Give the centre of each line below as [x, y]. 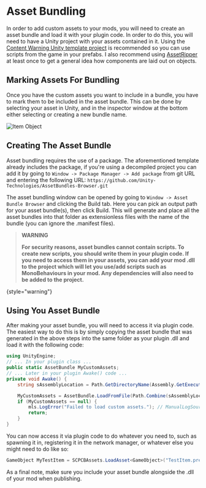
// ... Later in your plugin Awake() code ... [67, 373]
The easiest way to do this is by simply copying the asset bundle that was [99, 332]
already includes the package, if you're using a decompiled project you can [101, 167]
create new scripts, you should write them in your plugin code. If [105, 253]
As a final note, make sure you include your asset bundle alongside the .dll [100, 472]
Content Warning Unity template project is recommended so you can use [98, 48]
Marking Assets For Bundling [63, 80]
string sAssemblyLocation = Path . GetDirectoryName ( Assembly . [97, 384]
